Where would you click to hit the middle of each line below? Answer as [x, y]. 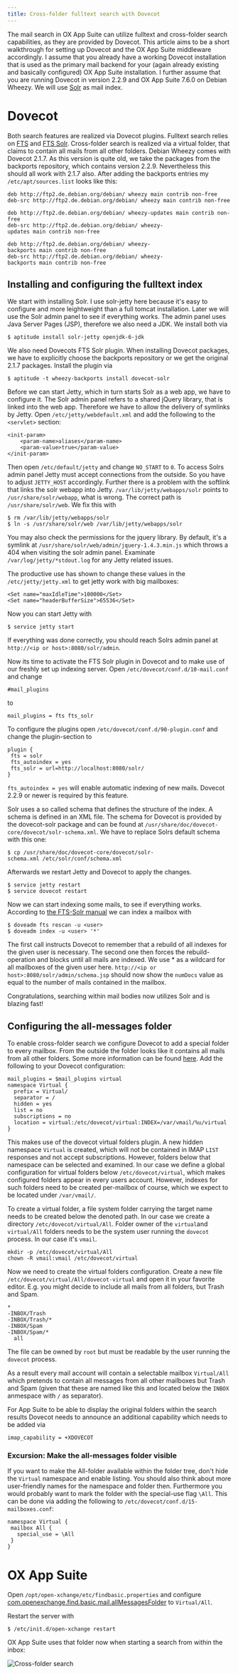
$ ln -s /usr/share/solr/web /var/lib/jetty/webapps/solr [95, 524]
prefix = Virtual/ [41, 1092]
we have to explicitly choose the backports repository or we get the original [118, 358]
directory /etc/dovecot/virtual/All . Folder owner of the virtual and [108, 1224]
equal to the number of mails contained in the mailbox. [87, 983]
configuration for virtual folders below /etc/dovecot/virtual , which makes [117, 1173]
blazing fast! [26, 1004]
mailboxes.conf [30, 1510]
